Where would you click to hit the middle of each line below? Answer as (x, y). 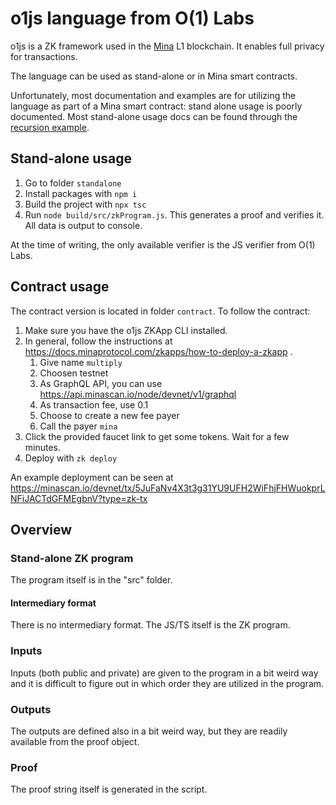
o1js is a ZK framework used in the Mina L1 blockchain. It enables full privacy (167, 46)
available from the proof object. (75, 742)
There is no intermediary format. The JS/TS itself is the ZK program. (150, 625)
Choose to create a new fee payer (109, 415)
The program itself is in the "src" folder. (91, 580)
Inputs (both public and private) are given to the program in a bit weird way (164, 673)
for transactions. (44, 56)
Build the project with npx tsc (85, 204)
